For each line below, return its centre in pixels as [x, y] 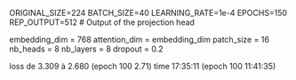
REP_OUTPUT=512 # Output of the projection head [102, 22]
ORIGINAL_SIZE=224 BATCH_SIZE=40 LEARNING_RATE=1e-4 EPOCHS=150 [148, 13]
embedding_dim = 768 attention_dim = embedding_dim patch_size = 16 [139, 40]
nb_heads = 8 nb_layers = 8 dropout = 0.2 [86, 49]
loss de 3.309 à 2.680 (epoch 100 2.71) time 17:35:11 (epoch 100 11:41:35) [143, 66]
